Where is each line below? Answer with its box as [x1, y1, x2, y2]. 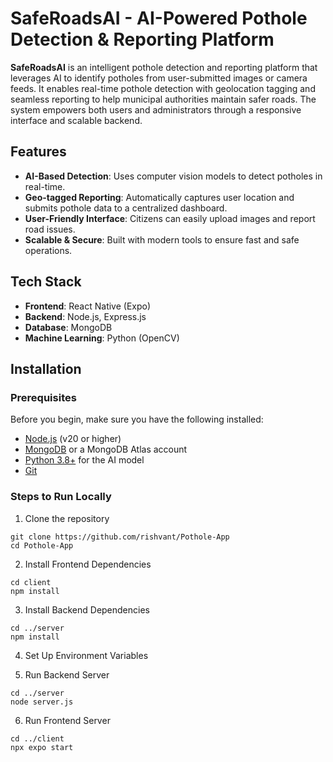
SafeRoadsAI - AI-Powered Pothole [10, 7, 308, 30]
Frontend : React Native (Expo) [24, 300, 152, 312]
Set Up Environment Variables [24, 649, 149, 661]
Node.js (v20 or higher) [24, 433, 122, 445]
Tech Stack [10, 273, 82, 291]
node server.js [10, 697, 74, 707]
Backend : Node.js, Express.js [24, 310, 147, 322]
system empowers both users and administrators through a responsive [10, 103, 302, 116]
